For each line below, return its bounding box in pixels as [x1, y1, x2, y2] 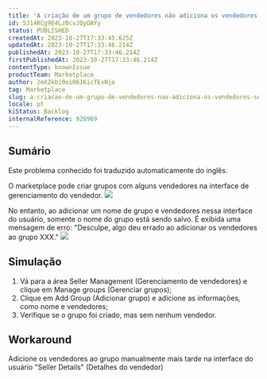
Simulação [8, 255, 62, 269]
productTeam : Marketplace [8, 71, 94, 79]
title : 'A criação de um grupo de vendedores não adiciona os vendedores [8, 11, 258, 20]
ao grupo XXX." [8, 232, 60, 242]
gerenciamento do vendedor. [8, 190, 103, 199]
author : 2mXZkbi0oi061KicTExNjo [8, 78, 115, 86]
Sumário [8, 145, 52, 158]
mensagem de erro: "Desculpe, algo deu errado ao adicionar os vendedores [8, 222, 258, 232]
